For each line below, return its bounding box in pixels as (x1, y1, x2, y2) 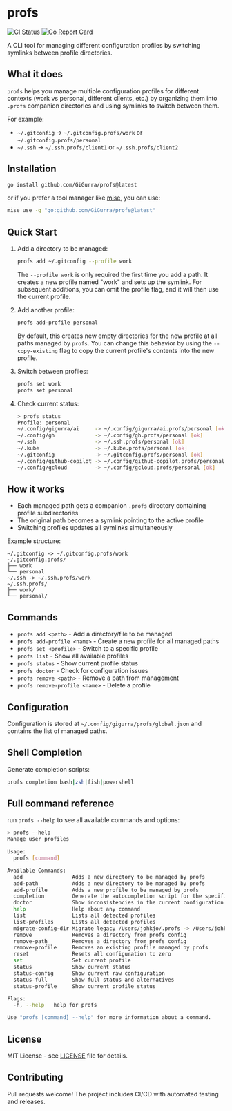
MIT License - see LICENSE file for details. (7, 1052, 128, 1060)
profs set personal (17, 387, 74, 394)
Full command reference (7, 798, 115, 810)
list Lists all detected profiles (13, 912, 156, 920)
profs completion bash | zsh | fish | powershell (7, 779, 135, 786)
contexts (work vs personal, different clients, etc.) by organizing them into (7, 94, 217, 102)
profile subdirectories (17, 509, 79, 517)
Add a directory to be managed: (17, 245, 108, 253)
